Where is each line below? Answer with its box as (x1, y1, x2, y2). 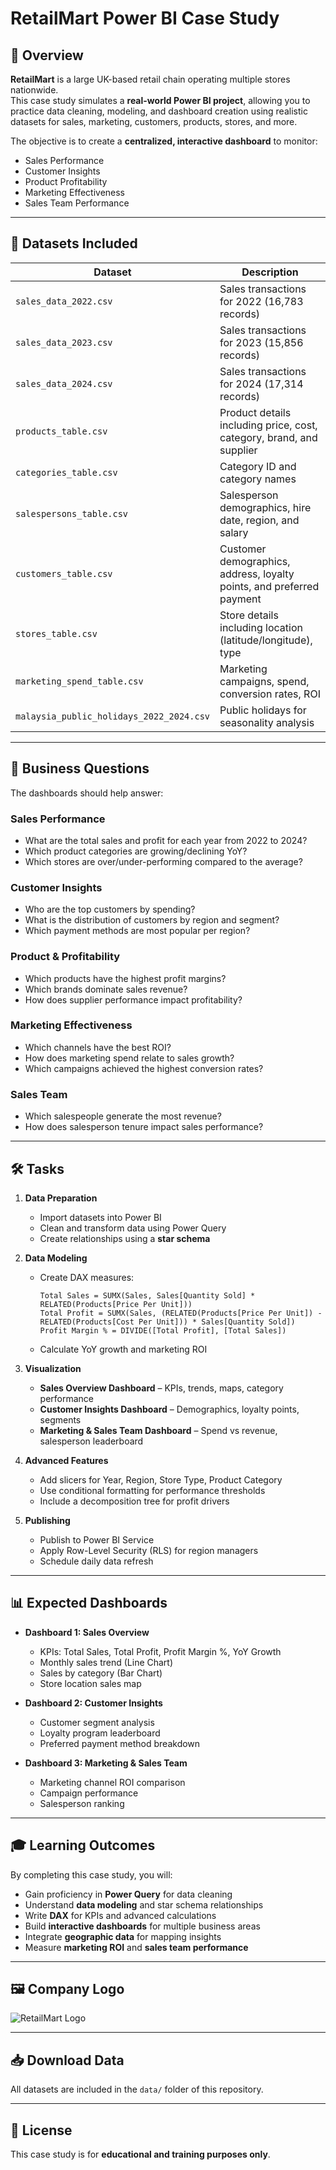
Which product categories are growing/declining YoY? (24, 845, 248, 857)
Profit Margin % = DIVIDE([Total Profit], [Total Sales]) (39, 1325, 287, 1336)
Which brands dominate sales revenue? (24, 983, 188, 995)
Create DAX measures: (39, 1271, 135, 1283)
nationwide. (10, 84, 59, 96)
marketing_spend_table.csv (15, 675, 144, 687)
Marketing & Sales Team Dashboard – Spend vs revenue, (39, 1424, 278, 1436)
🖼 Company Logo (10, 1980, 125, 1997)
